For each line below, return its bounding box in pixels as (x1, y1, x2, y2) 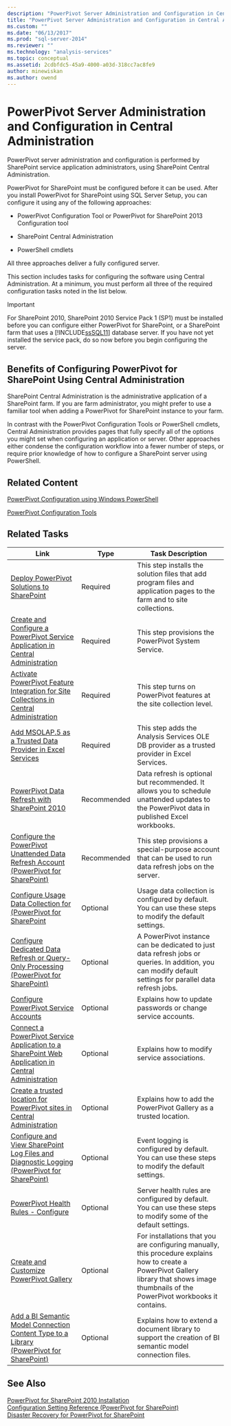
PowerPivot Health (10, 1198, 71, 1208)
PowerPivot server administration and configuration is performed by (7, 156, 200, 164)
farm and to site (137, 595, 188, 604)
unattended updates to (137, 794, 211, 804)
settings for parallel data (137, 974, 216, 984)
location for (10, 1094, 48, 1104)
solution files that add (137, 569, 207, 579)
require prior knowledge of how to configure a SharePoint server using (7, 449, 208, 458)
